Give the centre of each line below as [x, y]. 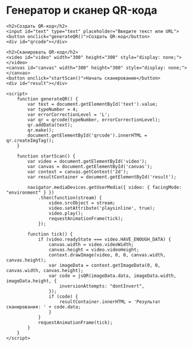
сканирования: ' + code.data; [44, 307]
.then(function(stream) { [70, 198]
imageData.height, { [32, 281]
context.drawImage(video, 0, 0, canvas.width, [107, 255]
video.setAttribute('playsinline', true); [102, 208]
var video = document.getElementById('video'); [87, 161]
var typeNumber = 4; [53, 109]
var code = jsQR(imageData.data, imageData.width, [113, 276]
